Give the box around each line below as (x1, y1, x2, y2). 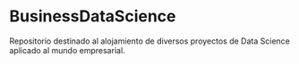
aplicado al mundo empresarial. (9, 44, 125, 55)
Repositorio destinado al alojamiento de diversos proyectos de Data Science (9, 36, 291, 46)
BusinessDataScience (9, 6, 176, 27)
